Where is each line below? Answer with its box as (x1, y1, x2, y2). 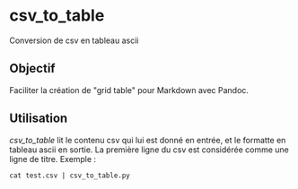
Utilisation (9, 111, 68, 126)
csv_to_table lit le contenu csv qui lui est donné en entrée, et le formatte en (9, 134, 286, 145)
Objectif (9, 61, 56, 76)
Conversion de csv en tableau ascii (9, 35, 139, 46)
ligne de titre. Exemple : (9, 153, 97, 164)
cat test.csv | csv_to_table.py (9, 171, 130, 180)
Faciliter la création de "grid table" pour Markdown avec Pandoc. (9, 84, 250, 95)
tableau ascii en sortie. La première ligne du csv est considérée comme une (9, 144, 290, 155)
